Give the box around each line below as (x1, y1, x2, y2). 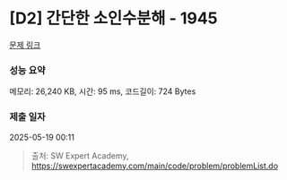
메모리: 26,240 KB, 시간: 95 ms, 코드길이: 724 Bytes (9, 86, 196, 97)
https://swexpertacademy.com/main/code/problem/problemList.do (30, 160, 279, 171)
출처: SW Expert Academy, (30, 150, 129, 161)
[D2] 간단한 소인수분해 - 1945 (9, 8, 218, 29)
